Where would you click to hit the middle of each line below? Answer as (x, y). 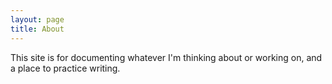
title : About (37, 29)
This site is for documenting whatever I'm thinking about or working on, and (166, 57)
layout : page (37, 19)
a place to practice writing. (65, 68)
